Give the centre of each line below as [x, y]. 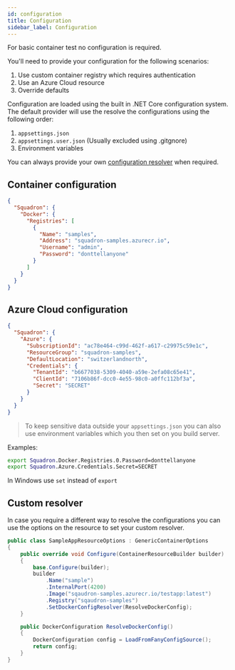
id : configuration [35, 14]
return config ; [56, 646]
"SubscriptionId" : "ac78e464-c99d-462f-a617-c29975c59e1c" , [117, 346]
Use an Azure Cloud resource [61, 83]
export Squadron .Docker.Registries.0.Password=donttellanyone [101, 460]
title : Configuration [40, 21]
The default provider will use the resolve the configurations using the [109, 112]
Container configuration [62, 184]
